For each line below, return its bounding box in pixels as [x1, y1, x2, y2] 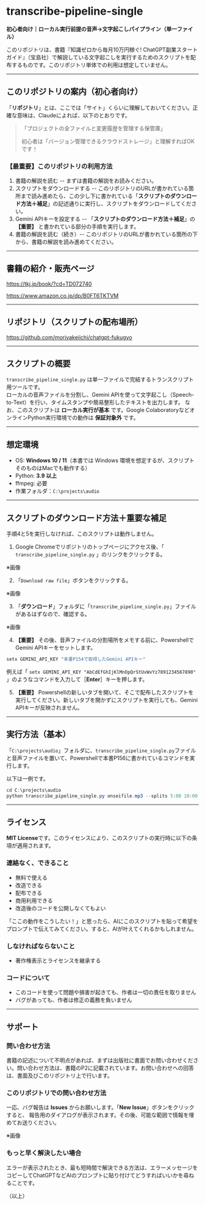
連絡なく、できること [6, 859, 69, 868]
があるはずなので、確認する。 [15, 610, 90, 618]
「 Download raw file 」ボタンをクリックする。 [15, 577, 132, 584]
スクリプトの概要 [6, 359, 71, 369]
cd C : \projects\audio [6, 787, 62, 793]
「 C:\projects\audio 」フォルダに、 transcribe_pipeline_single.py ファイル [6, 746, 196, 754]
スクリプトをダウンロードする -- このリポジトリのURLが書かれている [15, 185, 189, 192]
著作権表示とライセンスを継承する [15, 957, 101, 964]
